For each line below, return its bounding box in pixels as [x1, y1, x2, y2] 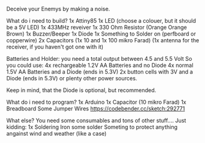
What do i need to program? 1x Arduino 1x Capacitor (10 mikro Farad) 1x [6, 98, 187, 106]
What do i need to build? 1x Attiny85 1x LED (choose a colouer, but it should [6, 17, 196, 24]
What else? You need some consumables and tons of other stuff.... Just [6, 117, 187, 124]
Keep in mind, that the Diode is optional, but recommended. [6, 87, 157, 94]
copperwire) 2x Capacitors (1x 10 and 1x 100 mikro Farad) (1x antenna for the [6, 37, 199, 44]
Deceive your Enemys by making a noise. [6, 6, 110, 12]
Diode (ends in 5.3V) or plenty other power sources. [6, 75, 138, 82]
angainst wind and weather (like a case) [6, 130, 107, 137]
